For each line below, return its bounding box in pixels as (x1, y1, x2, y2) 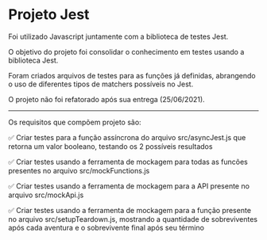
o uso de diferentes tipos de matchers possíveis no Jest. (8, 79, 194, 89)
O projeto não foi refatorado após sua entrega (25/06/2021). (8, 94, 205, 104)
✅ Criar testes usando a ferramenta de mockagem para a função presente (8, 205, 252, 215)
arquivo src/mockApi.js (8, 190, 84, 200)
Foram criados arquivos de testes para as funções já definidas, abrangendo (8, 70, 256, 80)
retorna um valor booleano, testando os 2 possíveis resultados (8, 141, 213, 151)
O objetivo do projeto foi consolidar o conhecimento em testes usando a (8, 47, 245, 56)
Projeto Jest (8, 6, 90, 24)
